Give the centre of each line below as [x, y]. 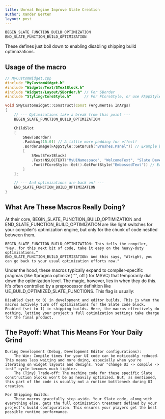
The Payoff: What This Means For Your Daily [74, 333]
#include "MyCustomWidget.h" [35, 83]
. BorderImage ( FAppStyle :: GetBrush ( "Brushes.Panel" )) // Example [90, 146]
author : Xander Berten [28, 14]
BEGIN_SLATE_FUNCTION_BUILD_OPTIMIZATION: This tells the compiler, [77, 244]
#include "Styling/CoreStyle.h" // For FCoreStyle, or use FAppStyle [83, 97]
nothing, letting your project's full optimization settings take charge [82, 313]
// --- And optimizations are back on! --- [59, 183]
